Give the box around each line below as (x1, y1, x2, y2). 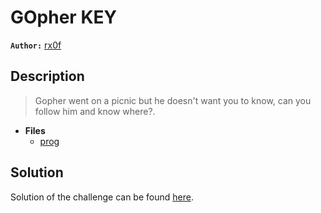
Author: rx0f (10, 39, 62, 51)
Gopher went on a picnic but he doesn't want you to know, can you (34, 94, 312, 106)
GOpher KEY (10, 6, 117, 29)
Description (10, 68, 85, 85)
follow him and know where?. (34, 105, 156, 117)
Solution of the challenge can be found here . (10, 191, 194, 203)
